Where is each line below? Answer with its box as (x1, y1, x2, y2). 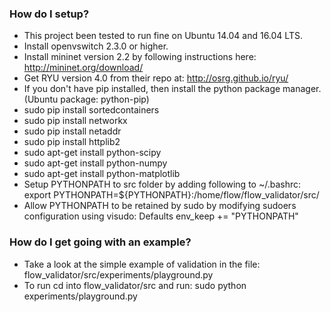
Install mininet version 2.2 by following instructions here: (23, 51, 257, 63)
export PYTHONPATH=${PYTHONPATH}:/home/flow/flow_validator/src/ (23, 189, 320, 201)
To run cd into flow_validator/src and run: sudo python (23, 279, 247, 291)
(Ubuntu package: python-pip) (23, 93, 150, 106)
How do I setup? (9, 7, 90, 21)
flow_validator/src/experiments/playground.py (23, 268, 214, 281)
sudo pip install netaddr (23, 125, 122, 137)
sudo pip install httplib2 (23, 136, 121, 148)
